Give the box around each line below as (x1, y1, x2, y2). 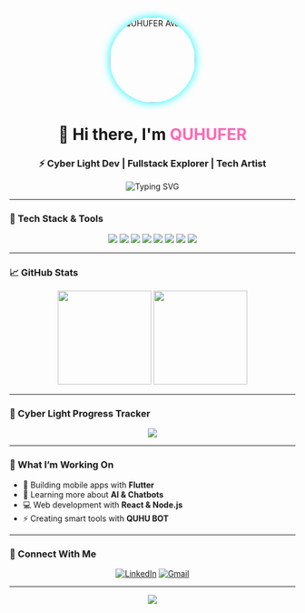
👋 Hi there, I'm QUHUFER (57, 125, 248, 145)
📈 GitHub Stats (9, 266, 79, 278)
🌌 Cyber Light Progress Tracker (9, 407, 151, 419)
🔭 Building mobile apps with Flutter (22, 479, 154, 490)
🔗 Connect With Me (9, 548, 97, 560)
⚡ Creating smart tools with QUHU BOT (22, 513, 170, 524)
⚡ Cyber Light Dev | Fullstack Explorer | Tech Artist (38, 157, 267, 170)
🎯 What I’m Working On (9, 458, 114, 471)
